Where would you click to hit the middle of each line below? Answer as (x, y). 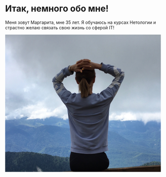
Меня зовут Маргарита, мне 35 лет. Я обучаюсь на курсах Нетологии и (81, 22)
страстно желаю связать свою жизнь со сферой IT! (60, 27)
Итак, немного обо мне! (57, 9)
